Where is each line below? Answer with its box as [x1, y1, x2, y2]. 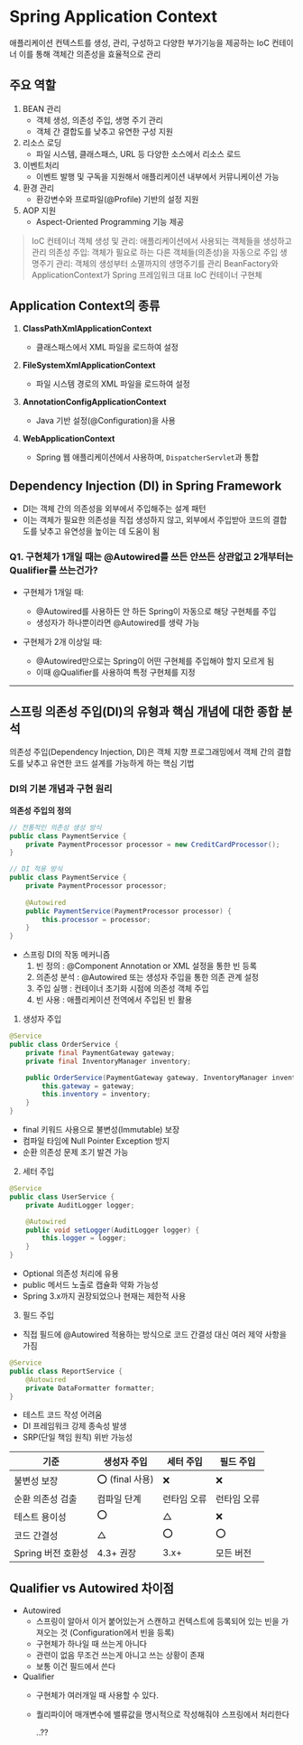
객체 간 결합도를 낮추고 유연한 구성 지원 [35, 126, 174, 136]
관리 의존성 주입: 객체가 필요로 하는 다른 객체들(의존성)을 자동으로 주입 [31, 247, 278, 257]
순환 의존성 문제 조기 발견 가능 [22, 1147, 129, 1158]
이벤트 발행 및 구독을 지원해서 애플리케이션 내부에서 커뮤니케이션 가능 [35, 171, 280, 182]
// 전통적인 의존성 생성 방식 [9, 823, 102, 832]
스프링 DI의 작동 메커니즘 [22, 949, 111, 960]
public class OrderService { [9, 1040, 119, 1050]
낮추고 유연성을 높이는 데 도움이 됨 [39, 526, 161, 537]
